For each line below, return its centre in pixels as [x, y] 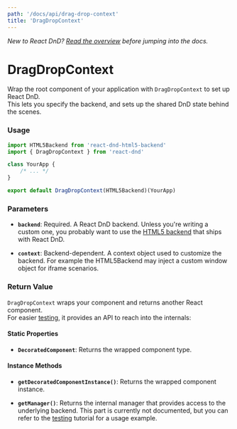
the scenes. [24, 112]
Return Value [30, 287]
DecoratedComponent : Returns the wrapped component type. [105, 349]
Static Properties [33, 334]
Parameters [28, 208]
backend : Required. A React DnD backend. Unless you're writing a [113, 224]
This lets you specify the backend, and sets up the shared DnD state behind [118, 105]
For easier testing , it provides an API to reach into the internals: [99, 317]
